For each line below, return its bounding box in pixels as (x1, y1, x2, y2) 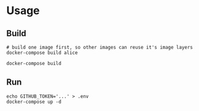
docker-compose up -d (6, 99, 62, 105)
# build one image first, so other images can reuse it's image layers (6, 44, 193, 50)
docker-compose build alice (6, 50, 78, 56)
